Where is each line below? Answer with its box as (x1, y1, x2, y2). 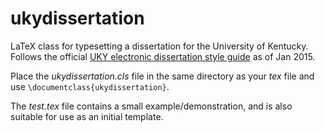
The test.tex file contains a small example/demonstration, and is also (10, 100, 293, 112)
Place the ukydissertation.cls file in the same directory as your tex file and (10, 70, 315, 82)
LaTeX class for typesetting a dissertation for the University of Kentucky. (10, 40, 309, 52)
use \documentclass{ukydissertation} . (10, 80, 170, 92)
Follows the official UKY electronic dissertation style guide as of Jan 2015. (10, 50, 316, 62)
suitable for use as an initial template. (10, 110, 164, 122)
